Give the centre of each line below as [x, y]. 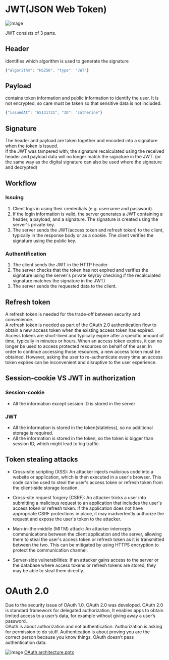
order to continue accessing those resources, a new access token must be [83, 351]
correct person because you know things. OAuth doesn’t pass [70, 637]
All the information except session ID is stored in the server [74, 403]
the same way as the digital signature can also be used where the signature [84, 162]
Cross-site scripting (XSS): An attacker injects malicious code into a [83, 471]
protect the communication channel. [50, 550]
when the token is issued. [32, 146]
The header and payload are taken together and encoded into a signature [81, 141]
